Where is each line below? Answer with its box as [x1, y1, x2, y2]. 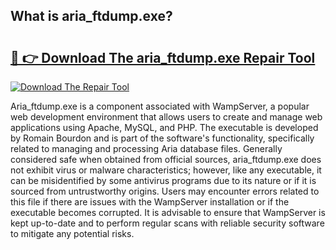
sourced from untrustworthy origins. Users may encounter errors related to [10, 185, 320, 197]
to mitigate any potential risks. [10, 228, 135, 239]
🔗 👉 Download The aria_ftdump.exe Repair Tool [10, 49, 316, 66]
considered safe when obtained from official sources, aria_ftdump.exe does [10, 154, 322, 165]
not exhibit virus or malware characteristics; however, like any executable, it [10, 164, 322, 176]
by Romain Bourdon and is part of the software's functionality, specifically [10, 132, 315, 144]
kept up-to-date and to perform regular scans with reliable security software [10, 217, 325, 229]
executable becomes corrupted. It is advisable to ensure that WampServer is [10, 207, 326, 218]
